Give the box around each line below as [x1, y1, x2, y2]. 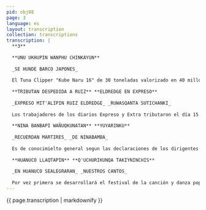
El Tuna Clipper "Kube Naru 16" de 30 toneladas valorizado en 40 [12, 77, 185, 83]
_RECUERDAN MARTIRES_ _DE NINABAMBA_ [12, 134, 109, 141]
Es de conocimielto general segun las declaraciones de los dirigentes [12, 145, 199, 152]
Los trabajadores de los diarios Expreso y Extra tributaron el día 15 [12, 111, 199, 118]
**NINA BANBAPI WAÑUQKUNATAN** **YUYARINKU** [12, 123, 131, 129]
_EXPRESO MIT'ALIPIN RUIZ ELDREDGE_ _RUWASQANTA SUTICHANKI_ [12, 100, 172, 106]
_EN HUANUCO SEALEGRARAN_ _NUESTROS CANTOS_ [12, 168, 128, 174]
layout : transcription [6, 26, 64, 32]
